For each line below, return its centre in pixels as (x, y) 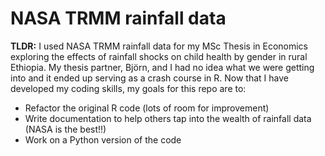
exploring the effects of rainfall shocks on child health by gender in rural (159, 56)
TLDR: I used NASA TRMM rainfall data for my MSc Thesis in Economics (159, 46)
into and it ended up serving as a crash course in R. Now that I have (149, 78)
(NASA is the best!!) (65, 129)
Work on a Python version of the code (103, 139)
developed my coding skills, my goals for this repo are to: (128, 88)
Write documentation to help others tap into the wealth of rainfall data (168, 118)
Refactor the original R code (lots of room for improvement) (147, 108)
